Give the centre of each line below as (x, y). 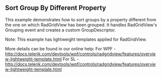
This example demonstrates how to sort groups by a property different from (81, 19)
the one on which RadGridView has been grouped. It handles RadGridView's (81, 25)
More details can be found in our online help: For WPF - (60, 48)
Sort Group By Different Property (56, 8)
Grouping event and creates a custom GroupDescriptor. (60, 30)
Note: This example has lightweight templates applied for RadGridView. (76, 39)
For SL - (71, 59)
